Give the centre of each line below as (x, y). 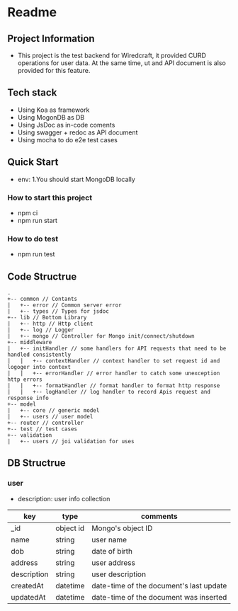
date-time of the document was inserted (159, 597)
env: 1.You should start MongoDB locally (76, 179)
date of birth (112, 551)
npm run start (38, 220)
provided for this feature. (54, 70)
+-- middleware (30, 343)
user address (114, 562)
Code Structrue (42, 276)
